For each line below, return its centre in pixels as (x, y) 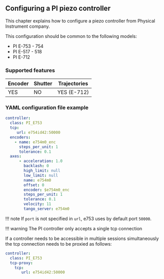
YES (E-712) (73, 92)
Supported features (30, 70)
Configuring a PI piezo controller (58, 8)
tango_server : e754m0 (47, 209)
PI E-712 (21, 57)
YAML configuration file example (47, 108)
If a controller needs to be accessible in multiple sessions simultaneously (82, 238)
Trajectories (73, 84)
